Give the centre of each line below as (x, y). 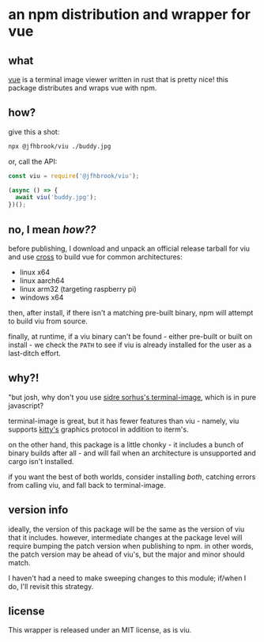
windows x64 (41, 297)
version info (38, 510)
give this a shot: (34, 131)
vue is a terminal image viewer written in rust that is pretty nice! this (119, 79)
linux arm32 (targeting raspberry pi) (78, 289)
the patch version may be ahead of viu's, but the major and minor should (126, 554)
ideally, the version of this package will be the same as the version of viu (126, 529)
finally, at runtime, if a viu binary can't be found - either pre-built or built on (130, 336)
